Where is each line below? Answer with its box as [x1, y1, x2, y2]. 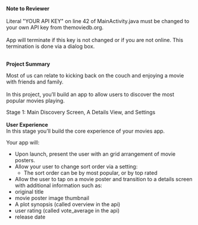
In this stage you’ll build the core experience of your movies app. [6, 127, 165, 134]
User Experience [6, 121, 49, 128]
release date [14, 213, 46, 220]
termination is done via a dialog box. [6, 43, 95, 50]
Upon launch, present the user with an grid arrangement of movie [14, 150, 176, 157]
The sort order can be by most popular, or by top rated [23, 169, 158, 176]
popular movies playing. [6, 97, 65, 104]
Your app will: [6, 139, 40, 146]
